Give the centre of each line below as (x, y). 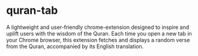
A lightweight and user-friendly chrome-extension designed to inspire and (98, 27)
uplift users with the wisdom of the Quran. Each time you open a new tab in (99, 33)
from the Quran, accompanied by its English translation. (75, 46)
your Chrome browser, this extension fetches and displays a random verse (98, 40)
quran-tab (32, 11)
